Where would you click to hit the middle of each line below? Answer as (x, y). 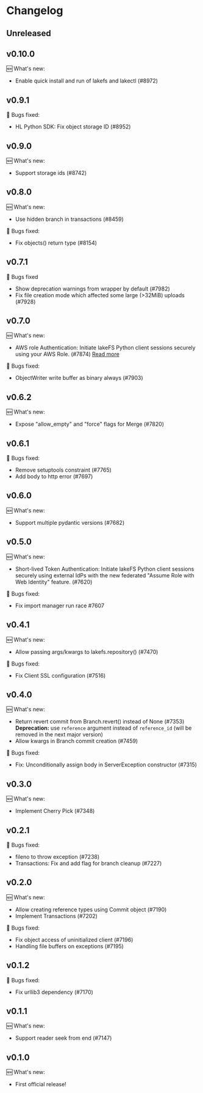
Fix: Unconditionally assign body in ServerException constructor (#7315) (106, 765)
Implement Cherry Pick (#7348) (55, 811)
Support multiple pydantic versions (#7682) (70, 522)
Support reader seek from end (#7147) (63, 1038)
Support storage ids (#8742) (51, 173)
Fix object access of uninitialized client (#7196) (74, 939)
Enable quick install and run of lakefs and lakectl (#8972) (87, 81)
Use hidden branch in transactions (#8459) (69, 219)
